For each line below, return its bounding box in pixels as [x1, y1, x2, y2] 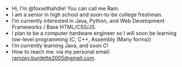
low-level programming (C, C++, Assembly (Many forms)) [11, 36, 151, 43]
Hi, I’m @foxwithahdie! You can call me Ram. [11, 5, 120, 12]
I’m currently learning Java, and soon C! [11, 42, 109, 49]
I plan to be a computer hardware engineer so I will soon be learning [11, 30, 177, 37]
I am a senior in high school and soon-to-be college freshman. [11, 11, 163, 18]
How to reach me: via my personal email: [11, 48, 110, 55]
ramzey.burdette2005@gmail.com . [11, 55, 96, 61]
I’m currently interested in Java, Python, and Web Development [11, 17, 165, 24]
